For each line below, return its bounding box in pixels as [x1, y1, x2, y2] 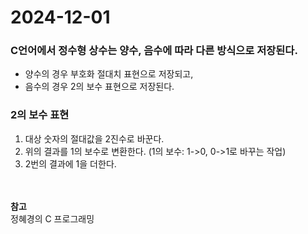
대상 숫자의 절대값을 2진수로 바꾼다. [24, 132, 165, 145]
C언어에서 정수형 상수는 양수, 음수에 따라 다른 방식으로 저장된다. [10, 44, 298, 58]
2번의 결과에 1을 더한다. [24, 157, 117, 170]
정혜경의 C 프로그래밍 [10, 212, 95, 225]
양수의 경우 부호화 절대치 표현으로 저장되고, [24, 68, 194, 80]
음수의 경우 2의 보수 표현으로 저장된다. [24, 81, 175, 93]
